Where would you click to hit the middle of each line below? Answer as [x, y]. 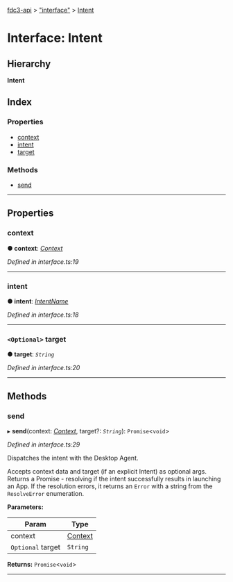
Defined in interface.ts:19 [43, 261]
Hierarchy [29, 64]
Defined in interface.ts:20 [44, 368]
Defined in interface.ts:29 [44, 444]
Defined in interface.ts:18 [43, 315]
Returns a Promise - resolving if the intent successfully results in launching [114, 479]
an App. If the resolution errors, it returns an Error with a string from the [110, 486]
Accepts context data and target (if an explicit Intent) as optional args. [107, 471]
